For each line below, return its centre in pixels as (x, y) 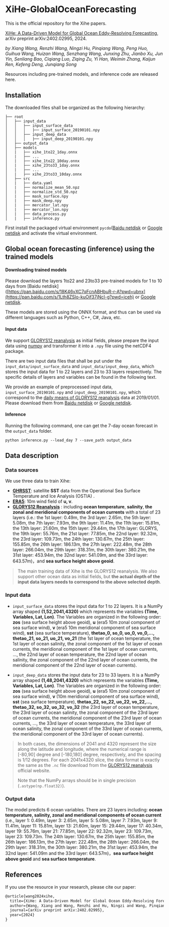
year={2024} (22, 915)
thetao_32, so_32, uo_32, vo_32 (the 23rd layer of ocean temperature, (86, 707)
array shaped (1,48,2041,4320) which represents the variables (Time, (86, 680)
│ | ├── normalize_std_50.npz (41, 192)
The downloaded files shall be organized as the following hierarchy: (75, 108)
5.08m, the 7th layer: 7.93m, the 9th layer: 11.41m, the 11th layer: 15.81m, (86, 523)
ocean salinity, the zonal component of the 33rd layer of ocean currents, (88, 729)
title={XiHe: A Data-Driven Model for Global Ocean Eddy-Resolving (82, 901)
